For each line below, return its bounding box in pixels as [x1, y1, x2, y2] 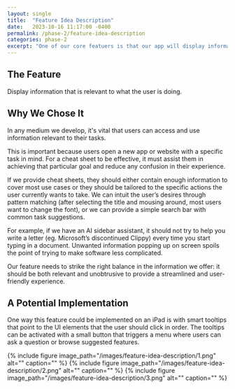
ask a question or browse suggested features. [7, 338, 140, 346]
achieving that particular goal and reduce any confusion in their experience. [7, 162, 226, 170]
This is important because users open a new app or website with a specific [7, 147, 224, 155]
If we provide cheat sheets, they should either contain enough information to [7, 176, 228, 184]
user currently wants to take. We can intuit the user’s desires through [7, 190, 206, 199]
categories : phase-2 [7, 36, 68, 43]
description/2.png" [7, 367, 62, 375]
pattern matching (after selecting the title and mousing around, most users [7, 197, 222, 206]
